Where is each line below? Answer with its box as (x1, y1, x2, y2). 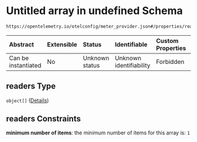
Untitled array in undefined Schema (6, 4, 183, 18)
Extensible (46, 40, 77, 48)
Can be (9, 54, 29, 62)
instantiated (9, 61, 42, 69)
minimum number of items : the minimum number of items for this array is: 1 (6, 129, 191, 136)
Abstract (9, 40, 34, 48)
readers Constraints (6, 114, 81, 124)
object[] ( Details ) (6, 97, 49, 104)
